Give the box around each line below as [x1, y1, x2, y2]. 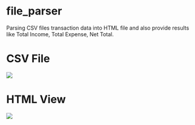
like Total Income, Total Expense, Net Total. [6, 30, 114, 37]
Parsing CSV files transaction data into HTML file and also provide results [6, 24, 190, 31]
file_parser [6, 4, 62, 18]
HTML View [6, 92, 66, 106]
